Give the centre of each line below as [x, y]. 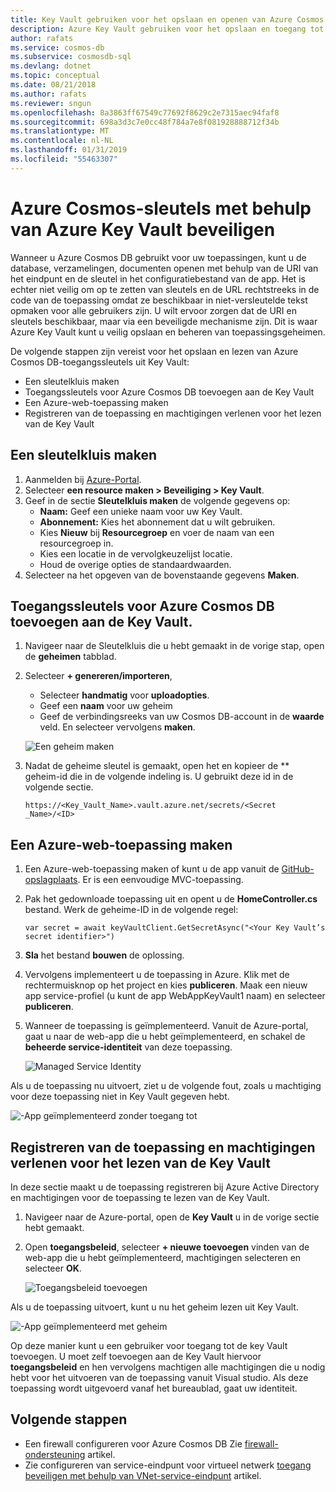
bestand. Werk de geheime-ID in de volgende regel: [131, 910]
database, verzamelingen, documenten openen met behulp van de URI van [164, 268]
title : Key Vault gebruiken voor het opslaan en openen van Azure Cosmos [167, 19]
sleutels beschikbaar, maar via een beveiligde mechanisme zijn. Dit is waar [164, 321]
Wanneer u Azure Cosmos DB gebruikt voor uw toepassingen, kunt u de [158, 257]
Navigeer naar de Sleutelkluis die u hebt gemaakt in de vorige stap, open [174, 646]
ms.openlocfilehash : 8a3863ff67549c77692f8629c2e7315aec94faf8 [145, 112]
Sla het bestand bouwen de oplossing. [104, 955]
